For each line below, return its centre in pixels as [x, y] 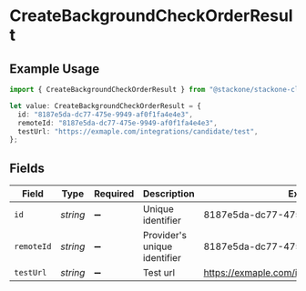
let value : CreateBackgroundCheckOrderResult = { [106, 105]
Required [114, 194]
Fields [27, 168]
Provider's [164, 236]
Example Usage [55, 69]
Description [168, 194]
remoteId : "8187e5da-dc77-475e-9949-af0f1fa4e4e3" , [118, 123]
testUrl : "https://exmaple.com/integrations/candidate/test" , [138, 131]
